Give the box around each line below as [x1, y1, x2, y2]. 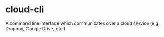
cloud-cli [5, 4, 44, 15]
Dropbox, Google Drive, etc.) [5, 25, 66, 31]
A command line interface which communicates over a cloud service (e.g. [5, 20, 160, 26]
